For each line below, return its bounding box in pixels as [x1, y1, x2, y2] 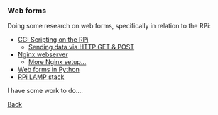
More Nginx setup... [28, 58, 87, 66]
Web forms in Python [17, 66, 80, 74]
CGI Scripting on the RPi [17, 35, 89, 44]
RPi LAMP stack [17, 73, 65, 81]
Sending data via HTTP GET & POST [28, 43, 135, 52]
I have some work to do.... [7, 87, 84, 95]
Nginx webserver [17, 50, 69, 59]
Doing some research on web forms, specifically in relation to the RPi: [7, 22, 212, 30]
